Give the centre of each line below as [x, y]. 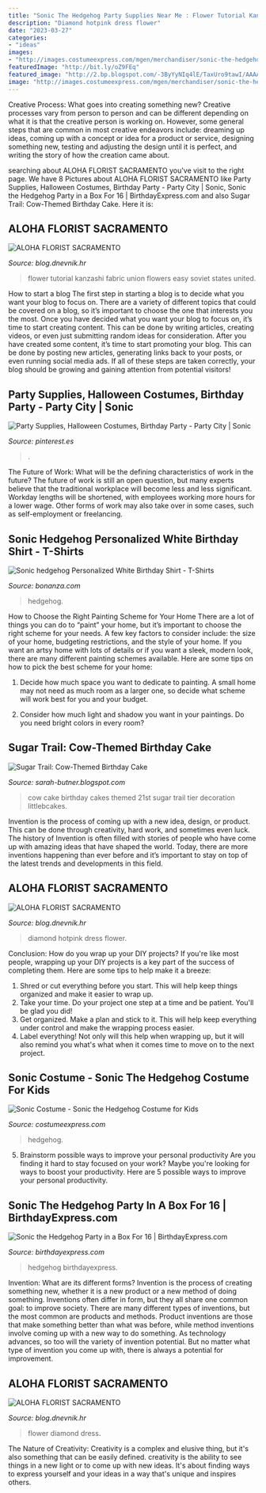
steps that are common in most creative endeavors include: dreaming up [127, 129]
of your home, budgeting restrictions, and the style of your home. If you [125, 642]
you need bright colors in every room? [82, 722]
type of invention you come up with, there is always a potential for [116, 1350]
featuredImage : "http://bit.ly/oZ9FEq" [74, 67]
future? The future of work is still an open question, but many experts [121, 481]
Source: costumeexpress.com [57, 1125]
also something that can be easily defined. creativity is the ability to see [125, 1457]
